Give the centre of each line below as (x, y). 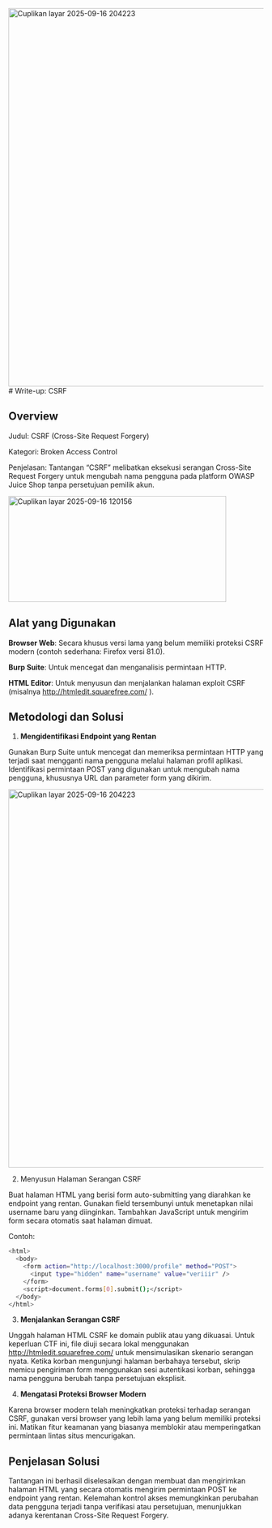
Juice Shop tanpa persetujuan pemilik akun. (82, 484)
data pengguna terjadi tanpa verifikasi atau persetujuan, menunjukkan (125, 1507)
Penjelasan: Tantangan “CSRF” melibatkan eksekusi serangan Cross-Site (130, 467)
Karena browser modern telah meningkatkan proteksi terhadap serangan (130, 1410)
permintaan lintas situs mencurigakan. (72, 1435)
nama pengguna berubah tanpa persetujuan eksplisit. (98, 1379)
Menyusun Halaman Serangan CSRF (81, 1179)
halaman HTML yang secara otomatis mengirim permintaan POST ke (123, 1490)
